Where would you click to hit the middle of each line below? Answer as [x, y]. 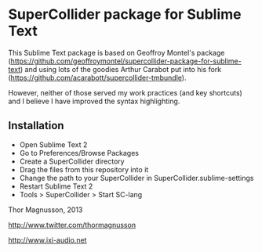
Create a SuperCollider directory [72, 161]
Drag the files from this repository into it [84, 169]
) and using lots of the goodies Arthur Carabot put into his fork [121, 69]
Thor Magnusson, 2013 [45, 210]
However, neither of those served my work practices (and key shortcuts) [126, 92]
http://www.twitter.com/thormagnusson [72, 225]
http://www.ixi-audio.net [47, 239]
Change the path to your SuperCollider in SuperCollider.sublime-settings [136, 178]
